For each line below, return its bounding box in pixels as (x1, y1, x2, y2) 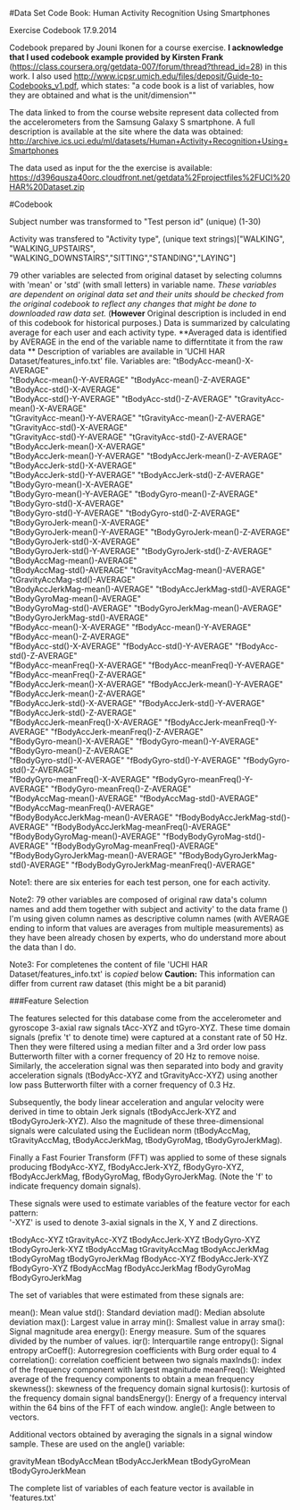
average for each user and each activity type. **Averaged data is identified (9, 327, 287, 337)
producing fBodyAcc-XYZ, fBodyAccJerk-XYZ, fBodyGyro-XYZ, (9, 1162, 245, 1172)
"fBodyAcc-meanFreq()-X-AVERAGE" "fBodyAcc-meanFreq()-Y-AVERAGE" (9, 660, 285, 670)
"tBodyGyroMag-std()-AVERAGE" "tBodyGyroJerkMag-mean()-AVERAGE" (9, 603, 283, 613)
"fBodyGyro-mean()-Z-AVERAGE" (9, 746, 134, 755)
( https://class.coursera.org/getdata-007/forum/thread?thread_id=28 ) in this (9, 62, 287, 72)
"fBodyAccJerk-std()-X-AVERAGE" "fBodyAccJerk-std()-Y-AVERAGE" (9, 698, 265, 708)
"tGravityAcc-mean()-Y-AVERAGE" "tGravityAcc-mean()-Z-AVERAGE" (9, 413, 266, 423)
